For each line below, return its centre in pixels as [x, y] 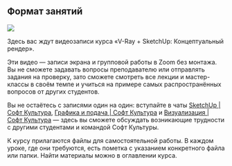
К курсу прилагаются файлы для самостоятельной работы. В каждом [110, 140]
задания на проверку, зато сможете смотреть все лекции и [96, 76]
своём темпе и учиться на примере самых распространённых [128, 84]
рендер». [21, 49]
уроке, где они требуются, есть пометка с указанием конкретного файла [116, 148]
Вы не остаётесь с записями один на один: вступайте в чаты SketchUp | [114, 105]
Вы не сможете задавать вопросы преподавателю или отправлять [106, 69]
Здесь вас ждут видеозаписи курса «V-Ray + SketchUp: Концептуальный [115, 41]
